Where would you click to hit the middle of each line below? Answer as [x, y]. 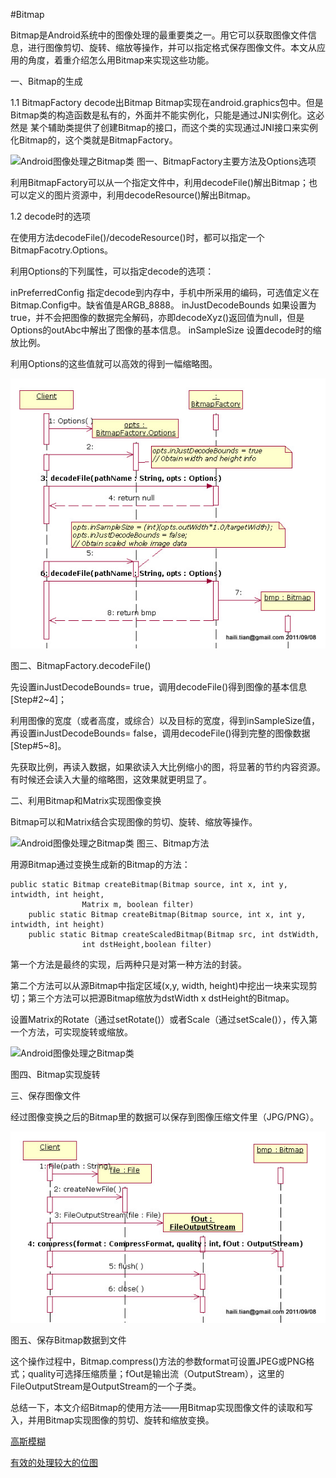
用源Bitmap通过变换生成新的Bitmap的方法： [100, 864]
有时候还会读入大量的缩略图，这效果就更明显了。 [111, 779]
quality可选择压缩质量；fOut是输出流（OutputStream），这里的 [156, 1373]
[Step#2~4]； [39, 699]
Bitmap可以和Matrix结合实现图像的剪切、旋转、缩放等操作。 [134, 822]
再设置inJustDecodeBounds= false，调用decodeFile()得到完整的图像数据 [160, 733]
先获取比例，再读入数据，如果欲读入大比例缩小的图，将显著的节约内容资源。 [168, 767]
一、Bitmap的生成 [46, 81]
